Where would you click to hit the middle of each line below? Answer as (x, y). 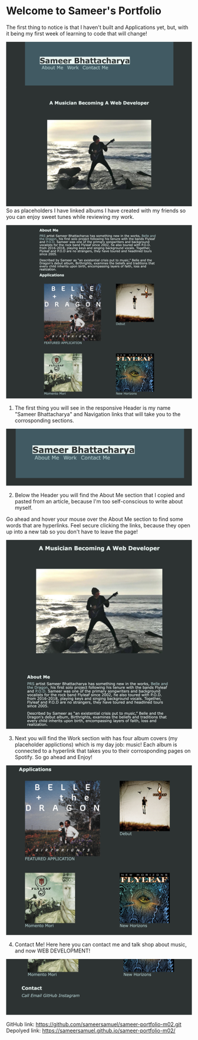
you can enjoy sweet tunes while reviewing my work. (70, 216)
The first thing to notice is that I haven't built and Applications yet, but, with (97, 27)
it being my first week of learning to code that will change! (77, 33)
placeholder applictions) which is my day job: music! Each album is (96, 744)
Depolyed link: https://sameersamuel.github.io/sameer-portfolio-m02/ (91, 1031)
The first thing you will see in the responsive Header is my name (93, 408)
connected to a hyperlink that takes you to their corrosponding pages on (103, 751)
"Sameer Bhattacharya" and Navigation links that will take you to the (98, 414)
